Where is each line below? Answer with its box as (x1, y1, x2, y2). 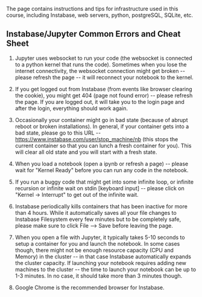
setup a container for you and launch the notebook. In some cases (14, 240, 180, 247)
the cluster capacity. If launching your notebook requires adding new (14, 259, 187, 266)
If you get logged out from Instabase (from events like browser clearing (14, 85, 192, 92)
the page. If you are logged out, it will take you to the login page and (14, 98, 185, 105)
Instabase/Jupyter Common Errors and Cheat (6, 29, 181, 39)
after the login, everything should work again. (14, 104, 128, 112)
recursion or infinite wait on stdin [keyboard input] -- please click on (14, 184, 185, 192)
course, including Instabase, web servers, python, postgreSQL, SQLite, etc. (6, 11, 194, 19)
